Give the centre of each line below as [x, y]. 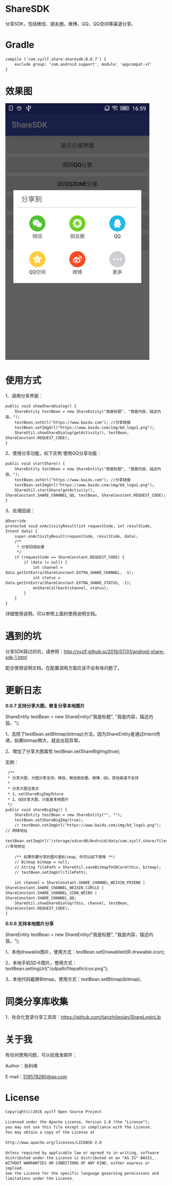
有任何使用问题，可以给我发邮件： [41, 1055]
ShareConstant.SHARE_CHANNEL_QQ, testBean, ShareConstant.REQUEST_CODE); [86, 495]
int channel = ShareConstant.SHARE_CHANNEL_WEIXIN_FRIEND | [80, 883]
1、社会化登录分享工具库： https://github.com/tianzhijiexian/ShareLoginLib [83, 1017]
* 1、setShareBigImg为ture [36, 794]
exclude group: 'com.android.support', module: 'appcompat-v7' [83, 64]
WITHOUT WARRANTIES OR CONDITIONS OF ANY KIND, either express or [78, 1163]
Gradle [20, 45]
